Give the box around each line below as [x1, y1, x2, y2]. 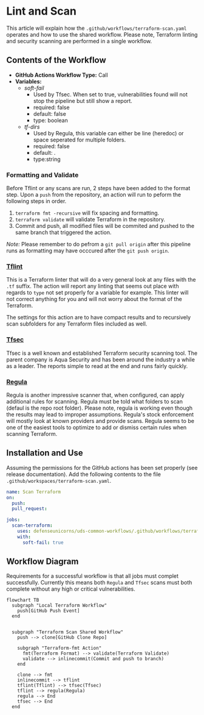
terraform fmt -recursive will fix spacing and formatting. [15, 209, 160, 217]
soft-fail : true [22, 539, 64, 546]
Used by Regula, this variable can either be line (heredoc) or [33, 129, 184, 137]
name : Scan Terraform [6, 489, 61, 495]
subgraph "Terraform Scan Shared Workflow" [12, 629, 123, 635]
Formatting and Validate [6, 171, 79, 179]
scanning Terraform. [6, 430, 58, 437]
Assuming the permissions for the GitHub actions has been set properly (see [6, 464, 198, 471]
